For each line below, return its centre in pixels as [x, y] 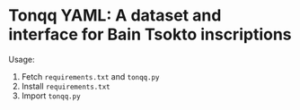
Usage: [22, 59]
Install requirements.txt [66, 86]
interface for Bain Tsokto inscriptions [150, 34]
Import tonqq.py [51, 96]
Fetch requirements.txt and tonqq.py [90, 76]
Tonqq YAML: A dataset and [115, 16]
